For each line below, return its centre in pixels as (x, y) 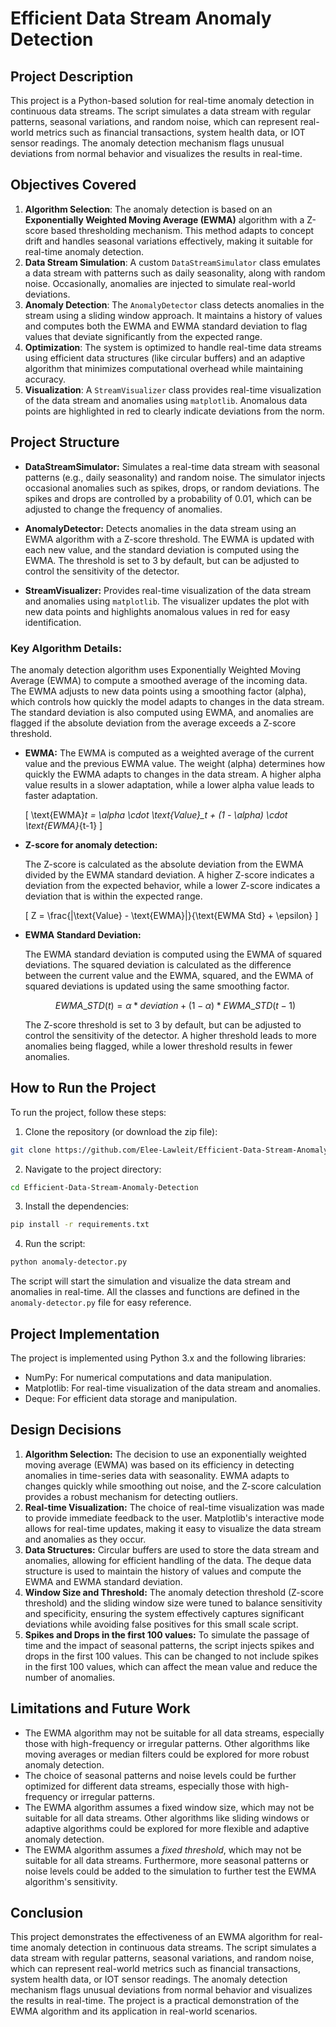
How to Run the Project (83, 1088)
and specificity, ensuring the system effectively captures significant (164, 1613)
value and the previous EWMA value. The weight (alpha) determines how (175, 763)
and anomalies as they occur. (85, 1539)
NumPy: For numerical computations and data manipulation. (148, 1378)
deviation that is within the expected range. (113, 896)
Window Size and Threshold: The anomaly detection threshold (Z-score (174, 1592)
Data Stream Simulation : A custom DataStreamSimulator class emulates (172, 262)
